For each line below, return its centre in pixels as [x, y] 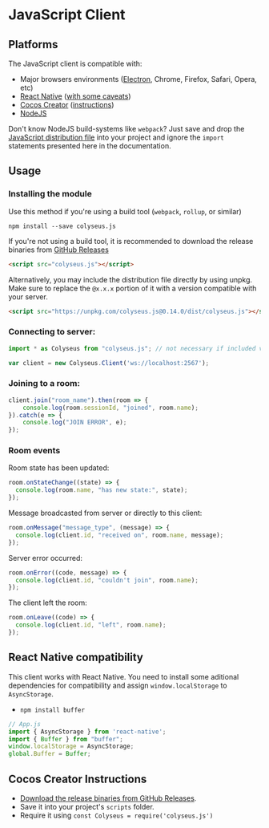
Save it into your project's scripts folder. [87, 806]
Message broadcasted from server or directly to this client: [105, 513]
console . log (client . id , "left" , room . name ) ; [91, 625]
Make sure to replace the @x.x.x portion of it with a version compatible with [132, 288]
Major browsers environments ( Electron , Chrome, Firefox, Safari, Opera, [139, 79]
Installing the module [50, 194]
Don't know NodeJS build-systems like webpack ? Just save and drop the [126, 129]
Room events [34, 451]
